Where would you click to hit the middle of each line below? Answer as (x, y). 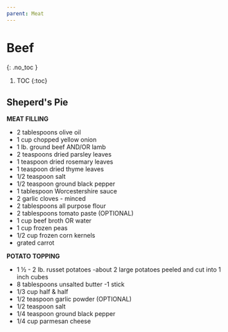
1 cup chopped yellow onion (56, 140)
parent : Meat (25, 14)
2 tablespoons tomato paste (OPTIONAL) (75, 213)
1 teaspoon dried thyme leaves (60, 169)
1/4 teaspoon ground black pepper (66, 314)
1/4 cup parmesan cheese (54, 321)
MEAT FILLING (28, 119)
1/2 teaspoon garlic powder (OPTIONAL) (74, 299)
